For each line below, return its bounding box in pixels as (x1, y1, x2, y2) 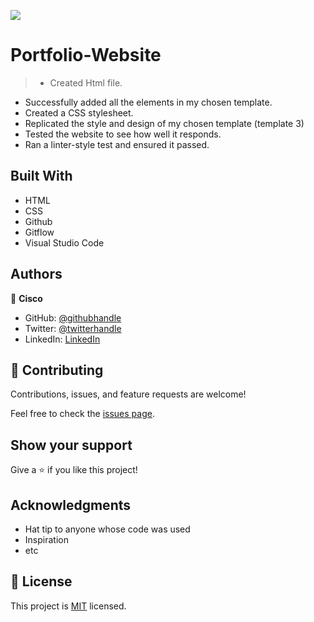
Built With (10, 168, 73, 185)
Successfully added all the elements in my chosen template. (24, 96, 273, 108)
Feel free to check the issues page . (10, 408, 155, 420)
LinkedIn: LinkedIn (24, 333, 101, 345)
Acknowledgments (10, 496, 132, 514)
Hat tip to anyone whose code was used (24, 523, 191, 535)
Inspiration (24, 534, 69, 545)
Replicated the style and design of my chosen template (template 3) (24, 117, 305, 129)
